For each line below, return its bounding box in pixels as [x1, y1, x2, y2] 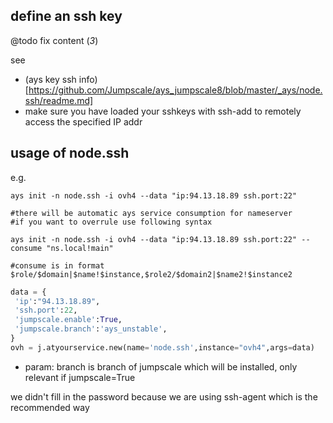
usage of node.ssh [10, 145, 130, 162]
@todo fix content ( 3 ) [10, 34, 99, 46]
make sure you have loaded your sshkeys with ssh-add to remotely [24, 105, 302, 117]
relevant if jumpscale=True [24, 371, 136, 383]
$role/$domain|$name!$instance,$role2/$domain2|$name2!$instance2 [10, 269, 293, 279]
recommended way [10, 401, 90, 413]
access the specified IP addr [24, 115, 143, 128]
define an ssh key [10, 8, 123, 25]
